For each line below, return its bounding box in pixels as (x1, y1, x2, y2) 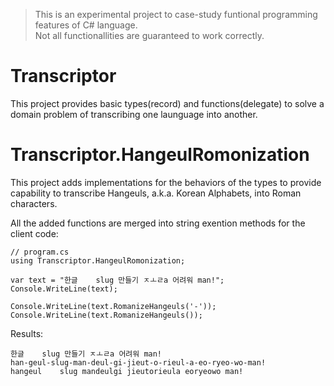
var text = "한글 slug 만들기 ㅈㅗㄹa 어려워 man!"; (10, 275, 225, 285)
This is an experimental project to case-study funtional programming (34, 9, 318, 20)
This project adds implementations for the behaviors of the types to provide (10, 176, 322, 188)
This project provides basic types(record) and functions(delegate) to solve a (10, 97, 325, 109)
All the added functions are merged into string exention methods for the (10, 217, 306, 229)
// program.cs (10, 247, 70, 257)
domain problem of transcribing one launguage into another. (10, 108, 258, 120)
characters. (10, 197, 58, 209)
